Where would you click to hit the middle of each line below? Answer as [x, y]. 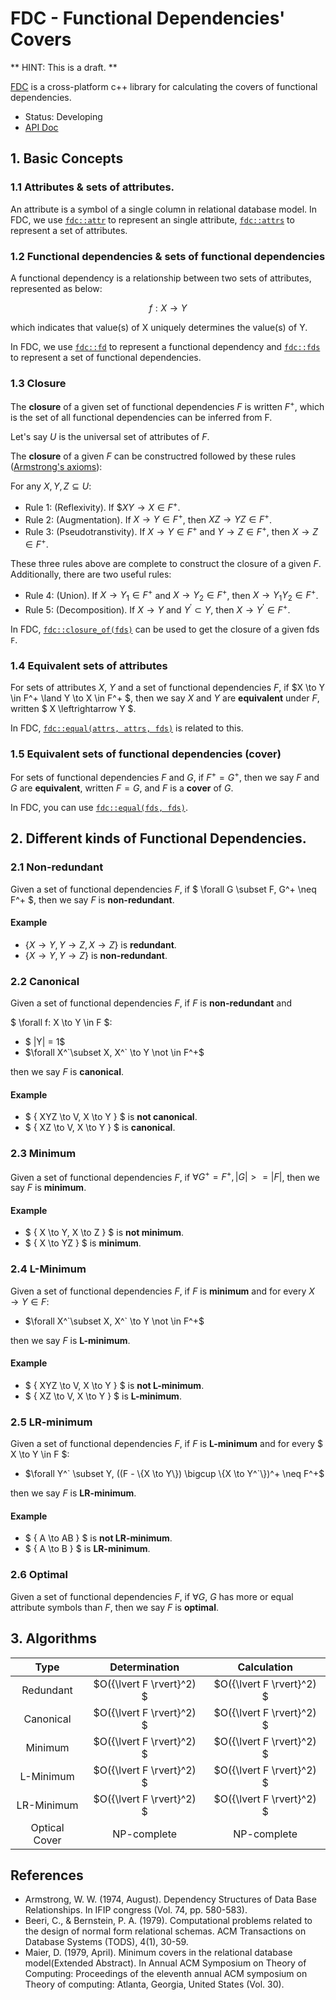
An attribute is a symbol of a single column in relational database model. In [164, 209]
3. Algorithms [54, 1638]
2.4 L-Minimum [48, 1269]
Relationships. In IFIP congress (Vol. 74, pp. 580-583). [136, 1910]
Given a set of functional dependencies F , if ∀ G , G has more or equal [152, 1596]
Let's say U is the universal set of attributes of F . [110, 436]
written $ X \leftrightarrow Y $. [73, 708]
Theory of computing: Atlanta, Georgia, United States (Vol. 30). [154, 1984]
